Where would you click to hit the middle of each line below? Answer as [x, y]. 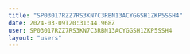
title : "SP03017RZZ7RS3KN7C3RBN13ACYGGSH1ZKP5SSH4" [95, 15]
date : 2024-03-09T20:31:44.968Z [62, 23]
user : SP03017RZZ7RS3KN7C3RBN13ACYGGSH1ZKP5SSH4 [90, 30]
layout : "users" [35, 38]
